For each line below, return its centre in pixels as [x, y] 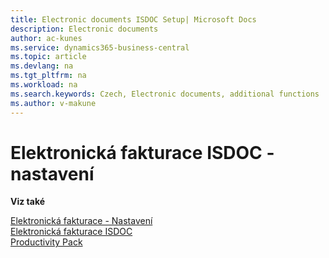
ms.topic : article [48, 57]
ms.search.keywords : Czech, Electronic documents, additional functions [165, 94]
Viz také [28, 202]
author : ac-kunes [46, 38]
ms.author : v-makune [53, 103]
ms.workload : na [44, 85]
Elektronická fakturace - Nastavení [81, 221]
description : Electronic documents [84, 29]
